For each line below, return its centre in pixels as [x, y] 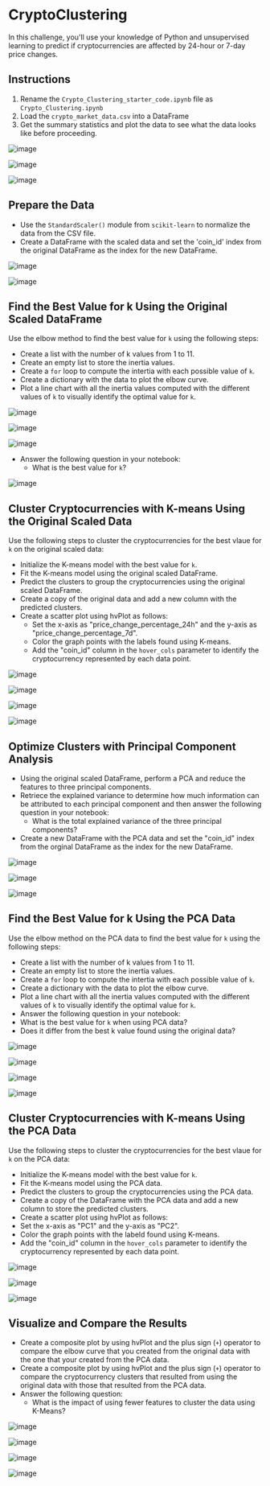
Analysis [31, 759]
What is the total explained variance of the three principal [127, 821]
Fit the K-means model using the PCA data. [91, 1183]
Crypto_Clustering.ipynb [61, 108]
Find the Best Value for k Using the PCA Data [122, 919]
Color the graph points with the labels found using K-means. [131, 642]
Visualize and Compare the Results [98, 1324]
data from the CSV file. [58, 233]
